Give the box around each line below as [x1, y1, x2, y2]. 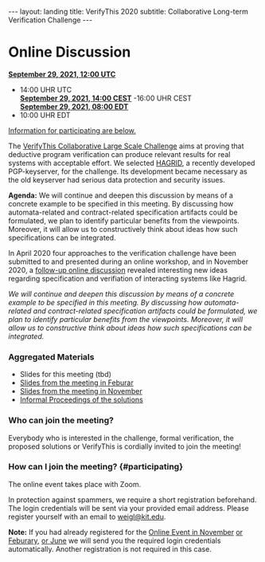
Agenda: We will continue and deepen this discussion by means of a [8, 191, 233, 200]
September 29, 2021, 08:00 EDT [19, 101, 129, 111]
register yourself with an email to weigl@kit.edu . [8, 512, 166, 521]
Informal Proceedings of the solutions [19, 395, 143, 405]
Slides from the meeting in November [19, 387, 143, 396]
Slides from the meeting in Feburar [19, 378, 134, 387]
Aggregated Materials [8, 351, 95, 362]
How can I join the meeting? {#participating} [8, 462, 184, 473]
